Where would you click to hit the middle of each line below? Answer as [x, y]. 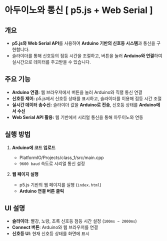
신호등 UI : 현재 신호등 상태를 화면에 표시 [51, 233]
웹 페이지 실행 [25, 174]
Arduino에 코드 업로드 [34, 147]
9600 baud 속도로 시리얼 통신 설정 [52, 163]
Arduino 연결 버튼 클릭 [42, 191]
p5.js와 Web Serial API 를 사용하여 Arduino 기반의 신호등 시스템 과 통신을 [83, 43]
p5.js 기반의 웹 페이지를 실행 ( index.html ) [60, 184]
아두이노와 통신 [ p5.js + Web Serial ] [79, 10]
